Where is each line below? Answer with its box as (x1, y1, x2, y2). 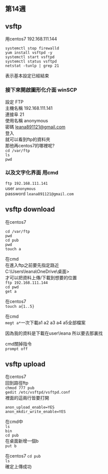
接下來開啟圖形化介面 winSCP (5, 86, 77, 93)
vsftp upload (5, 360, 46, 368)
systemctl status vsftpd (5, 59, 57, 64)
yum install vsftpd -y (5, 50, 52, 55)
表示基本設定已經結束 (5, 73, 49, 79)
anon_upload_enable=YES (5, 405, 55, 410)
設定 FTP (5, 99, 24, 105)
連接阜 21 (5, 111, 24, 117)
